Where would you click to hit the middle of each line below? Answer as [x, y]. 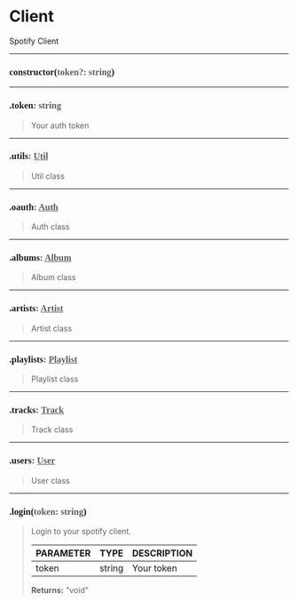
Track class [52, 429]
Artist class [51, 328]
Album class [53, 277]
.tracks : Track [37, 409]
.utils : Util [29, 156]
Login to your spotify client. [81, 531]
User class [51, 480]
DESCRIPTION [162, 553]
